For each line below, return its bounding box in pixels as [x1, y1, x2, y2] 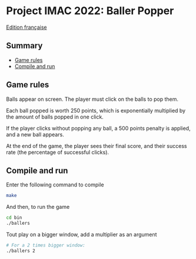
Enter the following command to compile [6, 181, 104, 188]
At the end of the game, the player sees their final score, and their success [6, 142, 187, 149]
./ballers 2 [6, 248, 35, 254]
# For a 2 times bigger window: [6, 242, 85, 248]
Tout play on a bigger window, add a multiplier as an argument [6, 231, 157, 238]
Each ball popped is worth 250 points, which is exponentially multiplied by [6, 107, 186, 114]
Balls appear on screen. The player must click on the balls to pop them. [6, 96, 178, 103]
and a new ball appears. [6, 131, 65, 138]
